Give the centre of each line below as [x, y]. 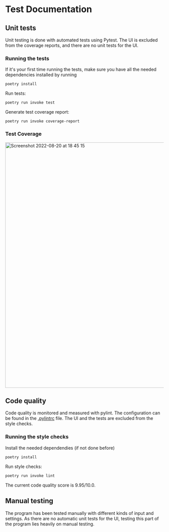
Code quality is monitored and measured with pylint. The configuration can [83, 413]
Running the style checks [37, 437]
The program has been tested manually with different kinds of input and [79, 513]
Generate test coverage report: [37, 112]
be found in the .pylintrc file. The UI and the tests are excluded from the [79, 418]
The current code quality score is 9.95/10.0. [50, 485]
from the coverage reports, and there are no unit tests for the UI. [72, 45]
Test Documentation [49, 9]
